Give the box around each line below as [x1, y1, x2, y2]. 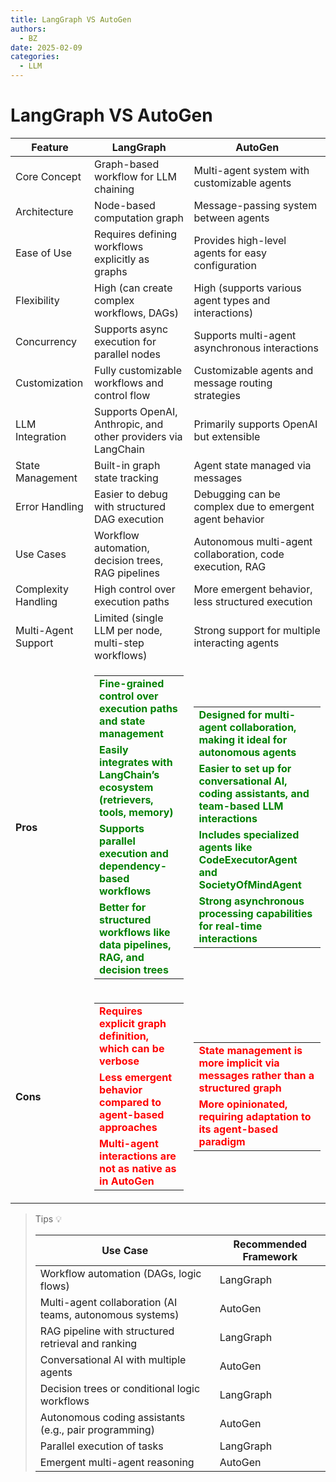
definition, [99, 1029, 150, 1043]
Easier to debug [94, 487, 168, 501]
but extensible [193, 429, 261, 443]
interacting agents [193, 636, 280, 650]
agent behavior [193, 512, 265, 526]
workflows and [94, 376, 164, 390]
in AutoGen [99, 1174, 155, 1188]
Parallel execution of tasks [39, 1439, 164, 1453]
